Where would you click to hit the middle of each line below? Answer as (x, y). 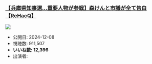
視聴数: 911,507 (29, 44)
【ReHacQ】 (21, 15)
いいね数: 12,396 (30, 50)
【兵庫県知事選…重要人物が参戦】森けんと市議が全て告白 (76, 8)
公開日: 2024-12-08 (34, 37)
